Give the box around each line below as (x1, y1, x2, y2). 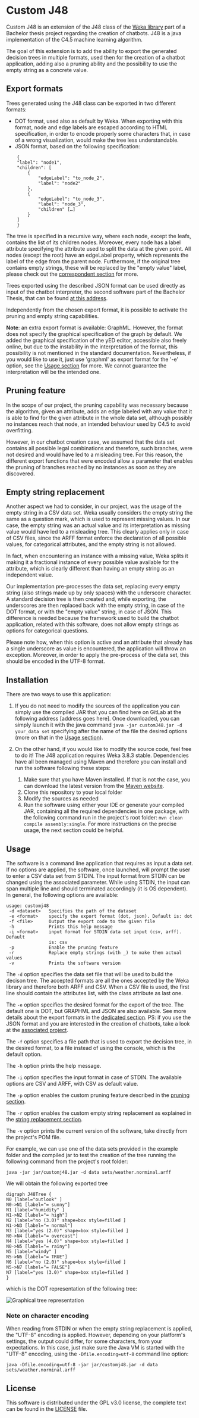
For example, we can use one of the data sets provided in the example (6, 1145, 178, 1152)
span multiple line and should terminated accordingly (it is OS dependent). (6, 885, 188, 892)
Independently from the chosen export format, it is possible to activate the (6, 306, 188, 313)
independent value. (6, 571, 53, 578)
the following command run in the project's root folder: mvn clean (23, 814, 183, 821)
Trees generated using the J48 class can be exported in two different (6, 99, 176, 107)
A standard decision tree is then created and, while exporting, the (6, 596, 166, 603)
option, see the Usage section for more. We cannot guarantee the (6, 361, 167, 369)
